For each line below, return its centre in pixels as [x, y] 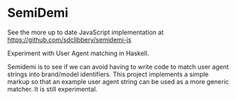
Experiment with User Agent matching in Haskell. [78, 53]
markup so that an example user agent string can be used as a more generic [118, 81]
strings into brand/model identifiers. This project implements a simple [108, 74]
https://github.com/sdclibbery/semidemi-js [69, 39]
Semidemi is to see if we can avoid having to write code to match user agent [118, 66]
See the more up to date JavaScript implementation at [86, 32]
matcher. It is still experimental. [52, 89]
